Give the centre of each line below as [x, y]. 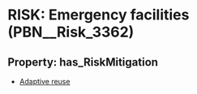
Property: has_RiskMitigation [83, 62]
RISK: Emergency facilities [98, 15]
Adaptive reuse [45, 81]
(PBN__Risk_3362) [71, 32]
